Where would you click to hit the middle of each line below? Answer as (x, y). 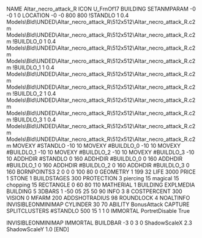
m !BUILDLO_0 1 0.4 (31, 41)
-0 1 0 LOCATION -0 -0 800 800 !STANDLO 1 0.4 (68, 15)
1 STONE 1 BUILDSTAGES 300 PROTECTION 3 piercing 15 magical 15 (93, 178)
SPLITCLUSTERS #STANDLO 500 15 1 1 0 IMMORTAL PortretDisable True (98, 211)
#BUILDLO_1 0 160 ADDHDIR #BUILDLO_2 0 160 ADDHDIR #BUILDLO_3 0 (98, 165)
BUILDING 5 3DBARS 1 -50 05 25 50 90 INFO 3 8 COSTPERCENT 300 (94, 191)
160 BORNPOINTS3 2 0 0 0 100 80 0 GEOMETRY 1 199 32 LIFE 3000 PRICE (101, 172)
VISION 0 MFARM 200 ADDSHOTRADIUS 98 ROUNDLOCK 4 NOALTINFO (98, 198)
